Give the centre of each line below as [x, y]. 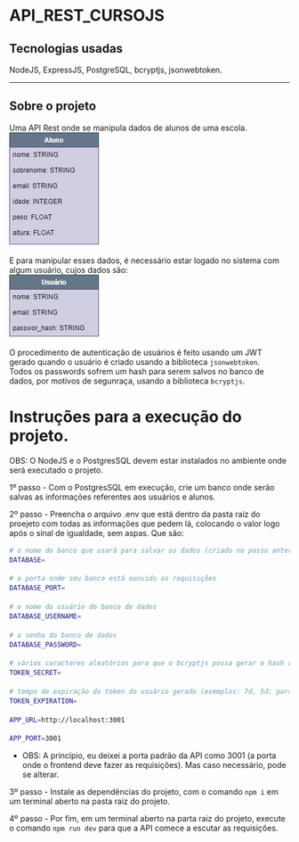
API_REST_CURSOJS [87, 16]
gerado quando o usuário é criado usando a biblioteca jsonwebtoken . [135, 361]
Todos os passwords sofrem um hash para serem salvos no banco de [137, 371]
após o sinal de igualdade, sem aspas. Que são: [97, 532]
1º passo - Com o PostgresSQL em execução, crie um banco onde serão [142, 487]
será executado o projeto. [57, 470]
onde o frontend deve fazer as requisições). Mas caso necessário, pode [154, 765]
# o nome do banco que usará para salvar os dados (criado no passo [139, 550]
